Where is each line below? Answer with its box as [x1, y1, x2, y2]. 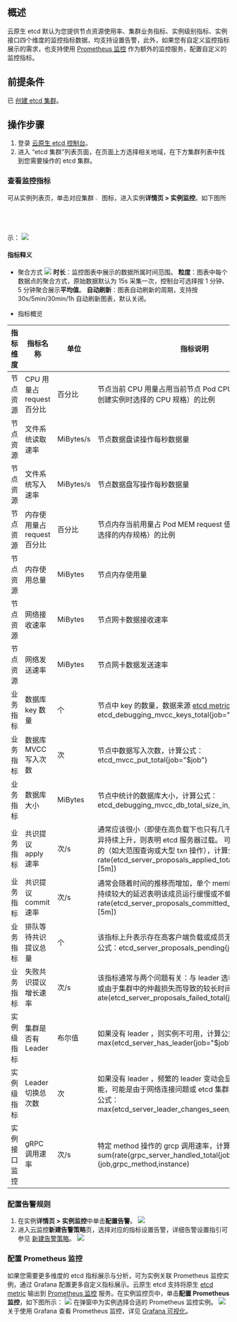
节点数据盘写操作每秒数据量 [97, 480, 190, 489]
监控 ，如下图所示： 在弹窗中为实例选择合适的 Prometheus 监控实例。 [7, 1297, 217, 1306]
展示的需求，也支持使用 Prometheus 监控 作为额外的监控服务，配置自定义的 [7, 45, 227, 53]
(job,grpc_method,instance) [97, 1159, 190, 1169]
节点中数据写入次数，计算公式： [97, 746, 204, 755]
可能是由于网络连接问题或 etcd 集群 [111, 1084, 229, 1094]
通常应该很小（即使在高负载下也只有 [97, 824, 218, 834]
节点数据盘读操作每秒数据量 [97, 434, 190, 444]
